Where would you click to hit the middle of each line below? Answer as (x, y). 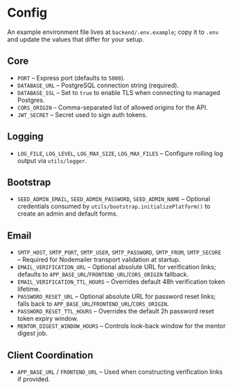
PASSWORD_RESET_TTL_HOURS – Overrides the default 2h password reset (115, 311)
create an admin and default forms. (67, 214)
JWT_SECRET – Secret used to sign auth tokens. (82, 114)
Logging (25, 137)
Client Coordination (50, 355)
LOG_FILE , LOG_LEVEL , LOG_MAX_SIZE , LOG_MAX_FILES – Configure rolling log (120, 153)
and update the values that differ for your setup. (76, 39)
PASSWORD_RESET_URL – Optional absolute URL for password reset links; (116, 297)
